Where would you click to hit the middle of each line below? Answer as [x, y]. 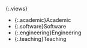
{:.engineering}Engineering [48, 33]
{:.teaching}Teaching [40, 39]
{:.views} [17, 9]
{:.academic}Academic [43, 20]
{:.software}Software [40, 26]
